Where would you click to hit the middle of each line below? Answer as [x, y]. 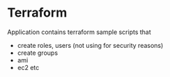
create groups [37, 53]
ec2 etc [28, 67]
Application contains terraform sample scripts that [79, 32]
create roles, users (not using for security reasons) [90, 45]
